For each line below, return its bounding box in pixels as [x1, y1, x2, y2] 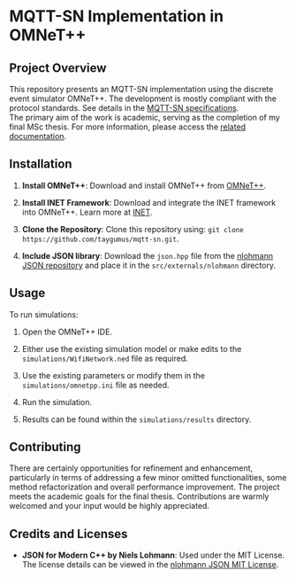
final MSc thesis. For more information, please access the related [9, 121, 246, 132]
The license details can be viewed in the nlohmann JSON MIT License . [21, 559, 279, 570]
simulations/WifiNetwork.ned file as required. [21, 353, 188, 363]
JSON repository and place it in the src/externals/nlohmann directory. [21, 260, 277, 270]
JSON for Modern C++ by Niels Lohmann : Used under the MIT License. [21, 550, 285, 560]
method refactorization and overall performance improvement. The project [9, 481, 280, 493]
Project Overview [9, 60, 107, 75]
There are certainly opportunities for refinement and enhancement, [9, 463, 254, 473]
